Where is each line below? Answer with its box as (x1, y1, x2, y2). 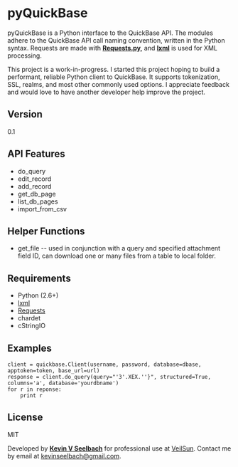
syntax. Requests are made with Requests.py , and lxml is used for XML (7, 43, 218, 52)
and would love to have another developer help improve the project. (7, 88, 206, 96)
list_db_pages (17, 197, 58, 206)
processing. (7, 51, 43, 60)
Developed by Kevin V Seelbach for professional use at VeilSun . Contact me (7, 444, 232, 453)
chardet (17, 314, 41, 322)
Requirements (7, 272, 71, 284)
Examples (7, 342, 52, 354)
